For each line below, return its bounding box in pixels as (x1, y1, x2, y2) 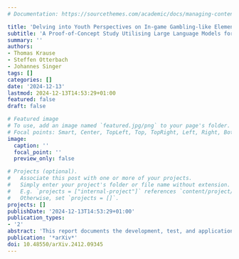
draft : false (7, 102, 46, 110)
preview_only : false (14, 155, 75, 162)
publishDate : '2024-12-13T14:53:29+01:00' (7, 208, 135, 215)
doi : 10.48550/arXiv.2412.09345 (7, 240, 103, 248)
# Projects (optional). (7, 168, 78, 175)
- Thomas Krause (7, 50, 55, 57)
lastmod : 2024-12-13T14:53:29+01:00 (7, 90, 116, 97)
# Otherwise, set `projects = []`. (7, 194, 119, 201)
